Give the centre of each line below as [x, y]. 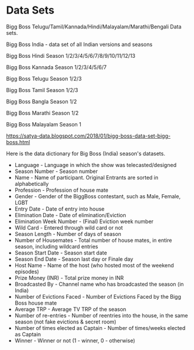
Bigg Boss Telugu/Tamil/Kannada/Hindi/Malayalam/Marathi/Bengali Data [94, 27]
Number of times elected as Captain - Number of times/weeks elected [100, 328]
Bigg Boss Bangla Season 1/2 [42, 102]
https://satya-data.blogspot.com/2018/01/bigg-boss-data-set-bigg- [88, 136]
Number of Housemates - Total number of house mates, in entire [93, 240]
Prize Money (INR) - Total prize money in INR [69, 277]
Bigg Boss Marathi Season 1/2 [42, 113]
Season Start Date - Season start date [61, 253]
